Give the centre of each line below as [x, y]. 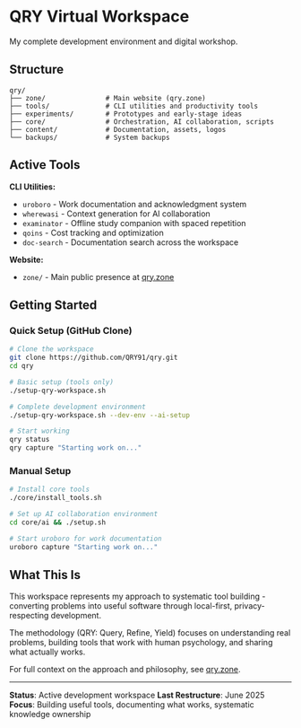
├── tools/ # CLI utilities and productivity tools [133, 106]
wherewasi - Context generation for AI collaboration [116, 214]
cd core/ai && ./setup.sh [57, 522]
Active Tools [45, 165]
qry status [30, 440]
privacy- [250, 606]
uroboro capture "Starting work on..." [84, 547]
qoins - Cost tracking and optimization [93, 232]
